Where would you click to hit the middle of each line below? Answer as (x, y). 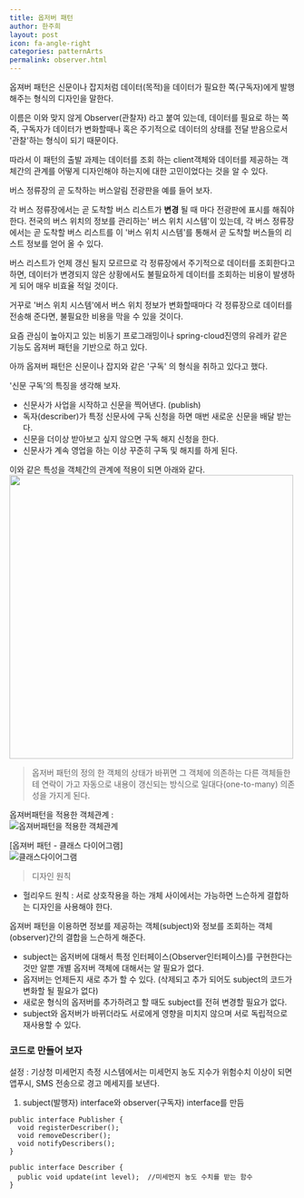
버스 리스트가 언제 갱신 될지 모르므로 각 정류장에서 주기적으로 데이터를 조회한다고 (152, 263)
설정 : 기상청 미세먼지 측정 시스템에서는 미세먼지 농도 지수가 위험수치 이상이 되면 (151, 1072)
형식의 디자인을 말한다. (74, 98)
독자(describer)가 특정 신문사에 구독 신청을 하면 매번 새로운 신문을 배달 (148, 416)
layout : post (34, 35)
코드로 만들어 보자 (46, 1050)
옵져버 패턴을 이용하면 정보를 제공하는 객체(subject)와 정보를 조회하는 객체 (141, 926)
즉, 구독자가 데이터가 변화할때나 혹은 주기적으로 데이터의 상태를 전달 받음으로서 (149, 129)
